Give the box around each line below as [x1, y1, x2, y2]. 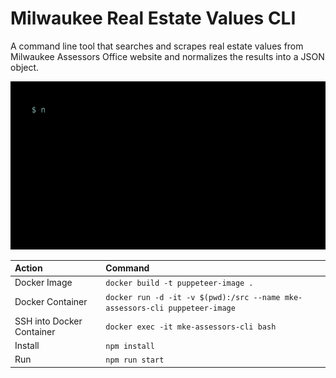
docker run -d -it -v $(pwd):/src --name [105, 292, 281, 302]
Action [14, 262, 43, 274]
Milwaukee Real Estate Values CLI [10, 7, 297, 30]
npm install [105, 342, 156, 352]
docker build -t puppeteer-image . [105, 278, 254, 289]
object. [10, 61, 40, 73]
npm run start [105, 355, 165, 366]
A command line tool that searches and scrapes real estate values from [10, 40, 304, 52]
